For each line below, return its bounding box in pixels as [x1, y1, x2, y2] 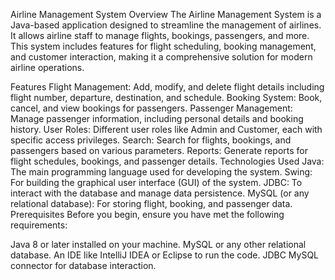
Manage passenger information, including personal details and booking [10, 113, 304, 124]
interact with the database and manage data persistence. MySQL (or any [10, 187, 310, 199]
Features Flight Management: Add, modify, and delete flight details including [10, 81, 325, 93]
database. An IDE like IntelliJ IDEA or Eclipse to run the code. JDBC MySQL [10, 249, 320, 261]
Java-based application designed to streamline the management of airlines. [10, 19, 322, 31]
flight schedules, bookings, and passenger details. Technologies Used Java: [10, 155, 325, 167]
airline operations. [10, 62, 85, 73]
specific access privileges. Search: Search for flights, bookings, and [10, 134, 292, 146]
